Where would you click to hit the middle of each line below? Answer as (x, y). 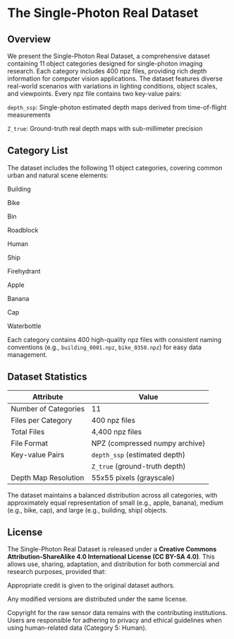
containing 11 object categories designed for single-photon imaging (105, 64)
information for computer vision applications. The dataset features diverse (115, 78)
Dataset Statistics (47, 377)
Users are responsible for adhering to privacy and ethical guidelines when (115, 621)
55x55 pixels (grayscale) (133, 477)
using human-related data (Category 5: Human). (77, 628)
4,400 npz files (117, 431)
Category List (38, 151)
